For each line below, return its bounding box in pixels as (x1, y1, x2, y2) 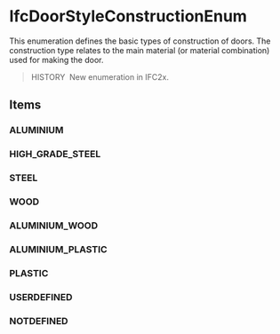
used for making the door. (9, 54, 104, 65)
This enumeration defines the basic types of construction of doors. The (9, 36, 271, 46)
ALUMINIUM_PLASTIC (9, 243, 108, 255)
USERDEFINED (9, 290, 73, 303)
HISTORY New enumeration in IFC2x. (30, 71, 170, 82)
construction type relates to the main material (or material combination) (9, 44, 270, 55)
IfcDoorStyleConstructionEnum (9, 6, 247, 27)
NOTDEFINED (9, 314, 68, 327)
